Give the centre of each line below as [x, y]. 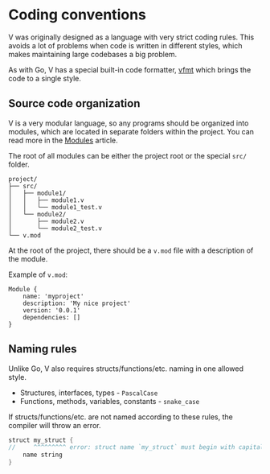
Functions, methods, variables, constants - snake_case [110, 401]
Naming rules [43, 349]
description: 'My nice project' [77, 303]
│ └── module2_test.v [55, 228]
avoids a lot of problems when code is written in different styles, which [125, 45]
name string [43, 455]
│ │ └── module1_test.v [55, 207]
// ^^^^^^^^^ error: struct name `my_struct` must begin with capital [136, 447]
